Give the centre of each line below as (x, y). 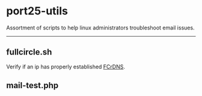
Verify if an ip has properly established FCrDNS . (66, 67)
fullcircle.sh (29, 52)
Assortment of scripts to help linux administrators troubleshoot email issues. (100, 28)
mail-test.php (32, 85)
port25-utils (37, 11)
